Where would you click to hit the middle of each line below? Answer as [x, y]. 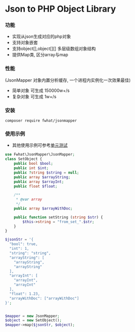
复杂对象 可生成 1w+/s [34, 96]
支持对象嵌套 [25, 43]
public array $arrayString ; [42, 177]
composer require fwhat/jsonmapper [41, 121]
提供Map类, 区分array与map [40, 55]
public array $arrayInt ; [39, 182]
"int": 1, [19, 249]
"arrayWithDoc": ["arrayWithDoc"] [44, 298]
